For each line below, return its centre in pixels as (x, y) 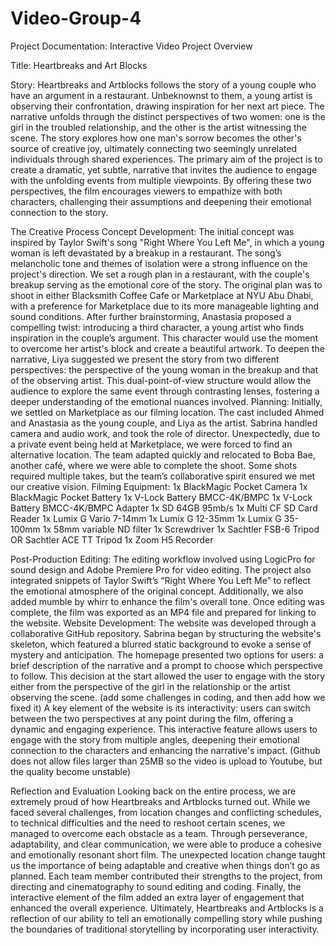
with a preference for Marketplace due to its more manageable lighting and (164, 306)
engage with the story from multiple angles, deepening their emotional (155, 739)
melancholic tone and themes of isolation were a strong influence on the (159, 263)
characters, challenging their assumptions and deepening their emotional (161, 201)
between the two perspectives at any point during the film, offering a (151, 718)
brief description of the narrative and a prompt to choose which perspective (166, 665)
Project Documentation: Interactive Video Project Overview (131, 46)
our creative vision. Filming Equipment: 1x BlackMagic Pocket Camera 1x (159, 486)
